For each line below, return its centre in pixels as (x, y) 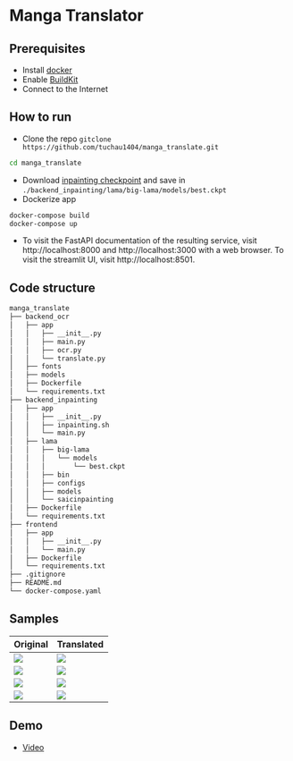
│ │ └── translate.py (57, 359)
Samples (34, 619)
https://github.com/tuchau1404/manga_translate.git (120, 147)
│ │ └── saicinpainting (62, 500)
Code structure (52, 287)
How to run (41, 117)
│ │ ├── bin (39, 475)
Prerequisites (47, 49)
